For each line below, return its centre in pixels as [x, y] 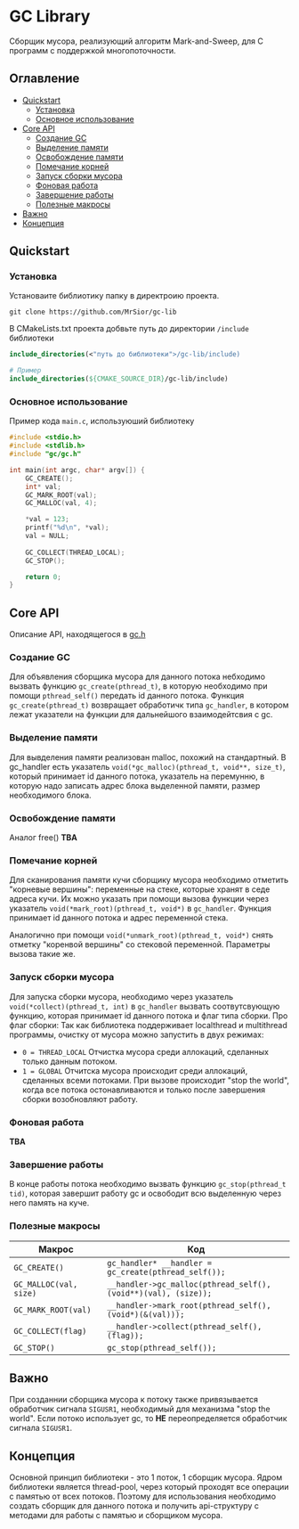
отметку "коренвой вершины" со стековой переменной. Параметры [140, 944]
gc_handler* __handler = [159, 1263]
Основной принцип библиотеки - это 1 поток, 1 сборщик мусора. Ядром [146, 1477]
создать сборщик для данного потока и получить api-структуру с [134, 1506]
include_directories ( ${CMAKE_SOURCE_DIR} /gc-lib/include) [119, 379]
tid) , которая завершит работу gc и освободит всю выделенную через [145, 1194]
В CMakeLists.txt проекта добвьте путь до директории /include [129, 329]
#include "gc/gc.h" [45, 454]
